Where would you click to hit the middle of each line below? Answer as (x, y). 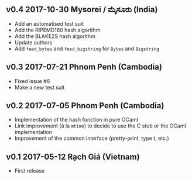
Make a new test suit (40, 87)
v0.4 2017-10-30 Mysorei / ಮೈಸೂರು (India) (82, 10)
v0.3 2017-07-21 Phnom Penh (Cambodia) (84, 67)
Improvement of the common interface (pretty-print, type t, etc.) (92, 138)
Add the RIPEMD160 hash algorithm (57, 30)
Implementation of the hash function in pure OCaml (76, 120)
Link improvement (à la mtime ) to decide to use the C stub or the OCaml (100, 126)
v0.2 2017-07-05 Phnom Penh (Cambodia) (85, 106)
